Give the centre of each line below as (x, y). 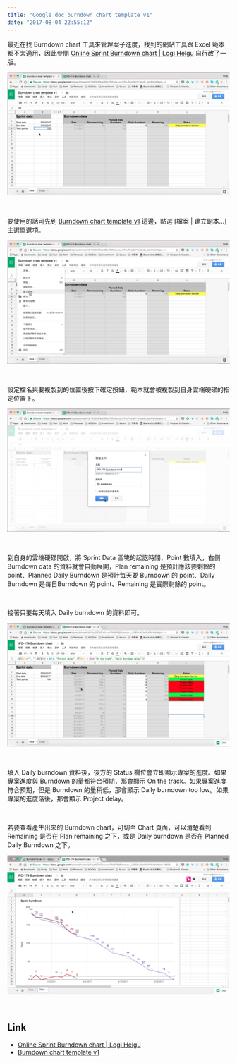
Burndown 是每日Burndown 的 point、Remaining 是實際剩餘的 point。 (109, 584)
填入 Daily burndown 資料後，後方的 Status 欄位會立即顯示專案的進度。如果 (117, 772)
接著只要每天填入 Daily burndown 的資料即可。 (75, 613)
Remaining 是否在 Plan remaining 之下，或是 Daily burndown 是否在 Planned (118, 836)
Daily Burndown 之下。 (41, 845)
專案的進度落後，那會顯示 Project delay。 (68, 798)
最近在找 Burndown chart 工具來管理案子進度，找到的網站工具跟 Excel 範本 (116, 44)
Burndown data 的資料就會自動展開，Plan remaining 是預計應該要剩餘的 (112, 566)
